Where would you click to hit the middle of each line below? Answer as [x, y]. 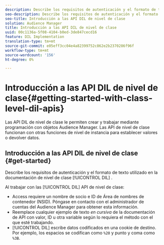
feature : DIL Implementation [35, 37]
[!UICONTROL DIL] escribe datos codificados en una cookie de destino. [84, 228]
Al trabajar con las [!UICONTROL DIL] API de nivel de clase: [65, 187]
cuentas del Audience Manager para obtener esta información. [75, 207]
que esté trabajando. [33, 222]
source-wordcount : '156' [30, 55]
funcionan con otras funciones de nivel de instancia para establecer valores [81, 133]
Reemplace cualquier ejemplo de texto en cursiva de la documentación [83, 212]
